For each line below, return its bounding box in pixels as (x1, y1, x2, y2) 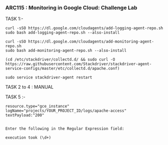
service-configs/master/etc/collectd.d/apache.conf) (5, 66, 120, 71)
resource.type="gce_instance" (5, 104, 70, 109)
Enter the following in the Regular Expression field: (5, 126, 125, 132)
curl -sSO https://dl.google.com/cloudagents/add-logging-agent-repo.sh (5, 26, 163, 31)
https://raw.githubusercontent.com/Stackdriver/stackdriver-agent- (5, 61, 152, 67)
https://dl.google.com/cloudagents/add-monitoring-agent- (28, 39, 154, 45)
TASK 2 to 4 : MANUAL (5, 84, 54, 90)
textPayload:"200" (5, 113, 44, 118)
